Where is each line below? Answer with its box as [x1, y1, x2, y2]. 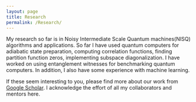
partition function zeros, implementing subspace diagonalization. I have [6, 54, 180, 62]
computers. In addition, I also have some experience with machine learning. [6, 67, 190, 74]
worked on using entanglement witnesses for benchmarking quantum [6, 60, 175, 67]
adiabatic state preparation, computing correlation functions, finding [6, 48, 172, 55]
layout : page [6, 8, 38, 15]
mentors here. [6, 90, 40, 97]
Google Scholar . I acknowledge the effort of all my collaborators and [6, 84, 172, 91]
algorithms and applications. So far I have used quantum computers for [6, 42, 179, 49]
